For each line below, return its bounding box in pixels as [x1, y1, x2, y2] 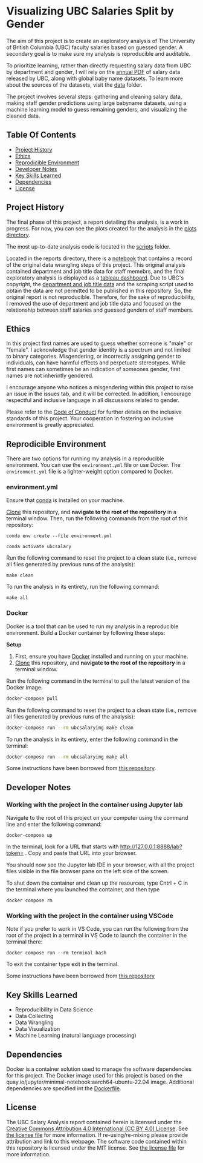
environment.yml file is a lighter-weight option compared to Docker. [6, 468, 173, 475]
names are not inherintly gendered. [6, 372, 94, 380]
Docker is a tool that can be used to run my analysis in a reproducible [6, 623, 179, 630]
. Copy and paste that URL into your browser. [25, 850, 137, 857]
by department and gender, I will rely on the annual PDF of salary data [6, 68, 181, 75]
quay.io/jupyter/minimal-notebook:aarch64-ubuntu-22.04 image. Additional [6, 1078, 195, 1086]
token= [6, 850, 24, 857]
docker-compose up [6, 833, 53, 839]
